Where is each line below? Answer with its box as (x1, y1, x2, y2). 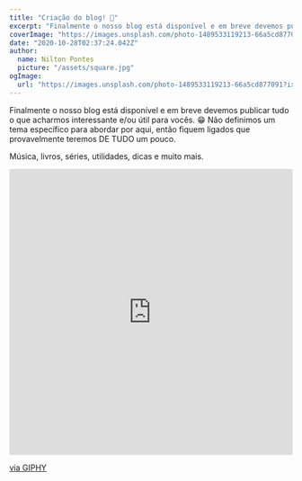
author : (9, 47, 39, 56)
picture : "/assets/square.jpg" (17, 64, 135, 73)
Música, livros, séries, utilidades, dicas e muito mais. (9, 150, 204, 162)
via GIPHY (9, 462, 48, 473)
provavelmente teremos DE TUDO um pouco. (9, 133, 177, 144)
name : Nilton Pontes (17, 55, 94, 64)
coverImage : (9, 30, 54, 39)
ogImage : (9, 72, 42, 81)
